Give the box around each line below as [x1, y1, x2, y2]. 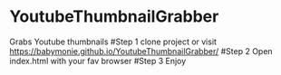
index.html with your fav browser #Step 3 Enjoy [9, 55, 187, 66]
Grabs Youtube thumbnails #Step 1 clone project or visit [9, 36, 218, 47]
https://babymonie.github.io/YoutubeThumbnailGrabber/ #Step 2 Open [9, 45, 274, 56]
